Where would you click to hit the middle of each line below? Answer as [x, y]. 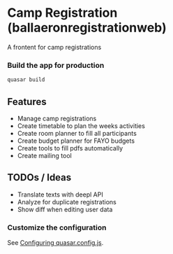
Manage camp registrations [57, 118]
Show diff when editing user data [65, 209]
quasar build [26, 80]
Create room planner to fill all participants [77, 133]
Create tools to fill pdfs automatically [70, 148]
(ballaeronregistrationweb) [87, 28]
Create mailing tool [44, 155]
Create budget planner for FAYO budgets [76, 141]
